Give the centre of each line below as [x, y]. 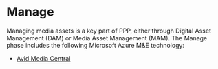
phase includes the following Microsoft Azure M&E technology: [96, 45]
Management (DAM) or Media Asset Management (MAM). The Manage [107, 38]
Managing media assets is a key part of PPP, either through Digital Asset [109, 31]
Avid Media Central [43, 58]
